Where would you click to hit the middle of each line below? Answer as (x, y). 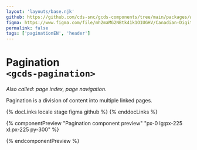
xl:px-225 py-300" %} (33, 129)
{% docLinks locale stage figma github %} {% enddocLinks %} (82, 112)
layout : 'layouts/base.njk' (40, 11)
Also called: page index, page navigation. (56, 89)
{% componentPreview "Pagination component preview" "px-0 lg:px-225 (94, 124)
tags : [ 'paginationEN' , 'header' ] (48, 34)
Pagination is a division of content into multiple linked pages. (79, 101)
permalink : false (27, 28)
